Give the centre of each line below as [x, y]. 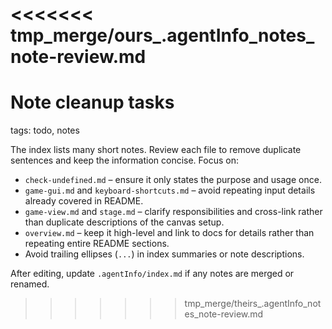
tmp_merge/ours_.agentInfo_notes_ [162, 35]
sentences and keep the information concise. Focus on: [124, 160]
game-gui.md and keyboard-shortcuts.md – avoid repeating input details [170, 190]
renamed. [30, 284]
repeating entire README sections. [97, 244]
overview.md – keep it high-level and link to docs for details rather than [169, 233]
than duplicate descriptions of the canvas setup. [124, 222]
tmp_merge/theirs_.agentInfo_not [253, 304]
